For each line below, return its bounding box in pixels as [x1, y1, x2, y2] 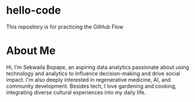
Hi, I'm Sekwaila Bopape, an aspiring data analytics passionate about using [6, 63, 190, 71]
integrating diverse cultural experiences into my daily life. [6, 88, 146, 95]
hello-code [6, 4, 61, 17]
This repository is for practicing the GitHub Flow [6, 23, 123, 30]
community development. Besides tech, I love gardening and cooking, [6, 82, 177, 90]
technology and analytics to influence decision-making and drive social [6, 69, 181, 77]
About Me [6, 44, 56, 58]
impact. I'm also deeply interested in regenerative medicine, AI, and [6, 76, 171, 83]
